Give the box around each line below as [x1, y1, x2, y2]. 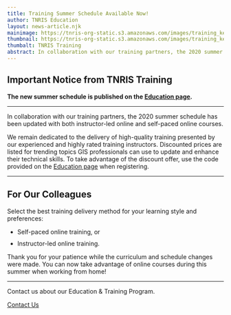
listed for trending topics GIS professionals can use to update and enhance [7, 148, 219, 156]
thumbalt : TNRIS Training [7, 42, 81, 49]
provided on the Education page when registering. [7, 162, 149, 170]
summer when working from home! [7, 267, 107, 276]
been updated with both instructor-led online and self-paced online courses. [7, 119, 223, 128]
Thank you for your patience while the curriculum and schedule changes [7, 252, 213, 261]
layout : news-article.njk [7, 23, 81, 30]
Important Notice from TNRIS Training [7, 74, 173, 86]
